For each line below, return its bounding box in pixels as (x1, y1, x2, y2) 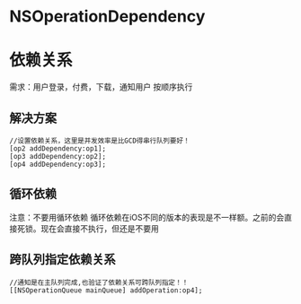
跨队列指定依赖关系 (9, 252, 116, 267)
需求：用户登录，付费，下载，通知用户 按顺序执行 (9, 82, 193, 92)
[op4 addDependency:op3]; (9, 160, 106, 169)
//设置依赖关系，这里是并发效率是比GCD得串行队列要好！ (9, 136, 190, 145)
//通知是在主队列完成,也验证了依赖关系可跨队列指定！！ (9, 278, 189, 287)
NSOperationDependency (9, 6, 206, 27)
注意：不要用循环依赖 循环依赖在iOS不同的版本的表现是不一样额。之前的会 (9, 212, 285, 222)
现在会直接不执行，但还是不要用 (40, 222, 159, 234)
